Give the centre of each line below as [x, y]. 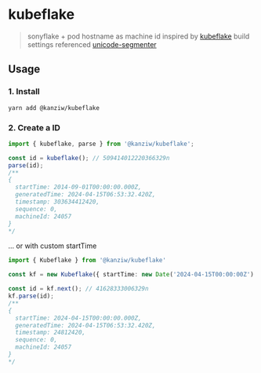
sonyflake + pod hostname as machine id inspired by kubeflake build [138, 36]
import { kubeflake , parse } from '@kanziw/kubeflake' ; [101, 144]
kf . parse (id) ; [31, 296]
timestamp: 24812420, [51, 333]
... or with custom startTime [53, 246]
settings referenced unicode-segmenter [92, 44]
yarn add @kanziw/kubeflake [54, 108]
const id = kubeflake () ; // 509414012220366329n [89, 158]
